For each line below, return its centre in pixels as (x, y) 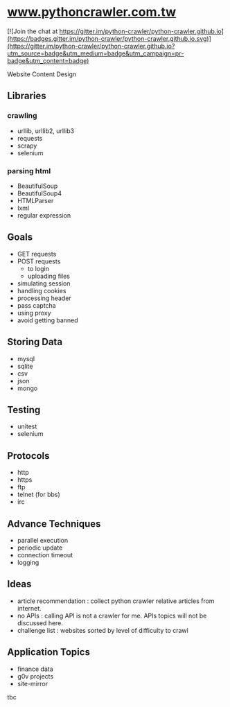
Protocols (28, 456)
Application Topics (48, 652)
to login (38, 268)
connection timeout (45, 555)
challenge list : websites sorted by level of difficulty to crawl (103, 630)
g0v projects (35, 676)
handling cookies (42, 290)
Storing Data (35, 342)
